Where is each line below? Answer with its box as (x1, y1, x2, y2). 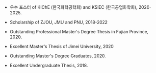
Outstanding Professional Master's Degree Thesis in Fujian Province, (9, 29, 149, 34)
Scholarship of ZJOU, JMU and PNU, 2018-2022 (9, 19, 108, 25)
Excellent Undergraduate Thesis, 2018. (9, 63, 88, 68)
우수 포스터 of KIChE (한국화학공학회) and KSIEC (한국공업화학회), (9, 4, 138, 10)
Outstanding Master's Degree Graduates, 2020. (9, 53, 106, 59)
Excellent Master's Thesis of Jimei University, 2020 (9, 44, 114, 49)
